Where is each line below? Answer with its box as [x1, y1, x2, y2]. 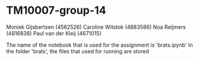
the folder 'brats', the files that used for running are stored [6, 47, 149, 54]
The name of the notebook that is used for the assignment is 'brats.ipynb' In [6, 41, 193, 48]
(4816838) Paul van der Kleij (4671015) [6, 29, 102, 36]
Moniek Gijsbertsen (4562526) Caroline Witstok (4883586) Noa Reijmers [6, 23, 186, 30]
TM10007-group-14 [6, 4, 106, 17]
